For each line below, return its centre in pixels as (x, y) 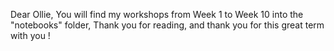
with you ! (30, 35)
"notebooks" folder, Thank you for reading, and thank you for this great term (167, 25)
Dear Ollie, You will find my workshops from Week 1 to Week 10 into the (157, 14)
